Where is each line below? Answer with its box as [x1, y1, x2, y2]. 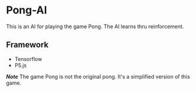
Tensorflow [14, 55, 42, 62]
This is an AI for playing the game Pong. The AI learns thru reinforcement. [6, 23, 184, 30]
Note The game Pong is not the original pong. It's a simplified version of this [6, 73, 191, 80]
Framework [6, 40, 49, 50]
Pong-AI [6, 4, 48, 17]
